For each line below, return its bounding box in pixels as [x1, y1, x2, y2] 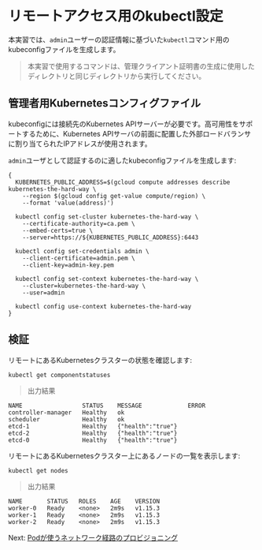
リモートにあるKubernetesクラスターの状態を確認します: [8, 355, 193, 365]
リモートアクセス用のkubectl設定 [8, 7, 223, 25]
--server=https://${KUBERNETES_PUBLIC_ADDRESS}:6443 [22, 234, 199, 241]
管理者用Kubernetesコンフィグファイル [8, 96, 201, 110]
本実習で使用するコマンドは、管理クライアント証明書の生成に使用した [27, 61, 256, 71]
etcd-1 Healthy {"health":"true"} [8, 422, 178, 430]
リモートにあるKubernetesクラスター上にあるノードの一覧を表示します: [8, 451, 241, 460]
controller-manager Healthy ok [8, 408, 125, 417]
